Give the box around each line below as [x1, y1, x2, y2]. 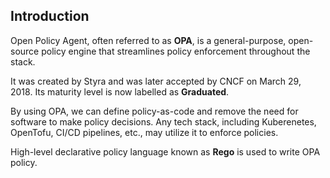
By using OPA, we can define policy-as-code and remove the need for [10, 105, 299, 117]
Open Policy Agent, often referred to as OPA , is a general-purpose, [10, 34, 287, 46]
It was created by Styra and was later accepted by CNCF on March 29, [10, 75, 302, 87]
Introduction [10, 8, 90, 25]
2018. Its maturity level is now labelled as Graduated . [10, 85, 230, 98]
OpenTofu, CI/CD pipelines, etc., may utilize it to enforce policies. [10, 126, 279, 138]
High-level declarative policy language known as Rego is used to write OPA [10, 145, 321, 158]
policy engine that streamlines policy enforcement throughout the [41, 45, 311, 57]
